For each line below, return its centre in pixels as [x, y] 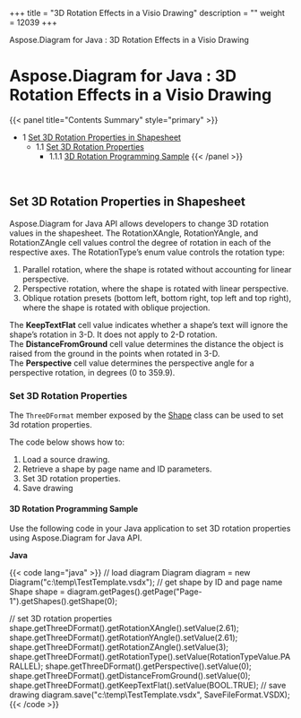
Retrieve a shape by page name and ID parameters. [117, 469]
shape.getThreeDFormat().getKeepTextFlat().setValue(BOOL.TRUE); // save [148, 686]
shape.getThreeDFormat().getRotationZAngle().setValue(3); [119, 647]
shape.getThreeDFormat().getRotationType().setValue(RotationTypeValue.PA [150, 657]
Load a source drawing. [66, 460]
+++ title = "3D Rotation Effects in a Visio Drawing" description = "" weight [147, 13]
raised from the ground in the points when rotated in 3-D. [115, 353]
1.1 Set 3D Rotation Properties [90, 146]
